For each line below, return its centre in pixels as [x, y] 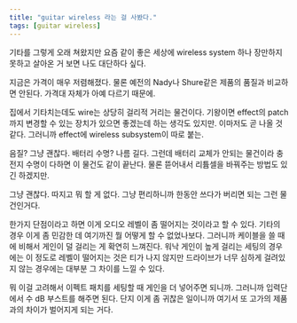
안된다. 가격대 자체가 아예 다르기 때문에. [87, 93]
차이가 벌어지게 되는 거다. [69, 309]
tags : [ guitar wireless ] [55, 26]
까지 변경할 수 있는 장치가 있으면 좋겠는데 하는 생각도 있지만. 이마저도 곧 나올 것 [146, 123]
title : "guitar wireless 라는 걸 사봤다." [83, 17]
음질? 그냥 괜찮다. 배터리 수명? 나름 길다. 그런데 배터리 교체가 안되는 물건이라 [142, 153]
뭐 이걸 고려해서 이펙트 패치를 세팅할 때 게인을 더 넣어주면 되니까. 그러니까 [137, 287]
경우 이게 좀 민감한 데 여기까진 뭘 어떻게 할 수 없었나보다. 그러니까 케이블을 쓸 [143, 235]
